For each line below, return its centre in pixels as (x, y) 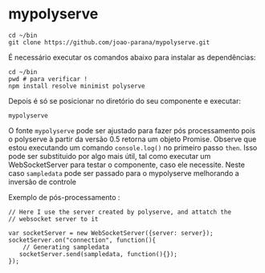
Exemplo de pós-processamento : (64, 197)
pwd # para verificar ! (48, 79)
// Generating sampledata (66, 247)
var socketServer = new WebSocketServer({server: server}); (111, 233)
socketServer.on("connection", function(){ (82, 240)
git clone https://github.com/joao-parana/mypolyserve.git (109, 42)
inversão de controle (42, 181)
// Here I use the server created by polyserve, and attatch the (120, 212)
